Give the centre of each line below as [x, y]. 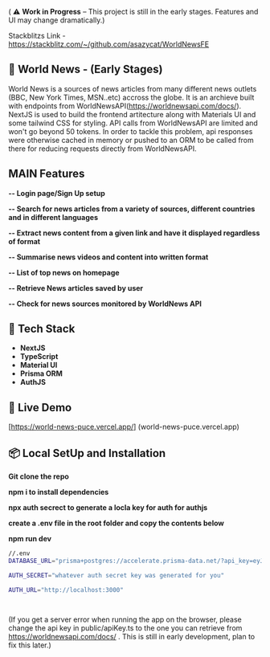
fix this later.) [30, 645]
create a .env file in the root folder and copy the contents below [117, 523]
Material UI [39, 365]
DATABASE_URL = [32, 561]
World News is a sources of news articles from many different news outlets [133, 88]
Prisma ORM [41, 373]
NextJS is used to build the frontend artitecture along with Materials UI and [132, 114]
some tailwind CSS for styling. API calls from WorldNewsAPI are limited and [133, 123]
